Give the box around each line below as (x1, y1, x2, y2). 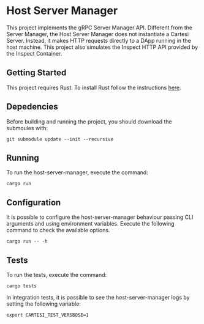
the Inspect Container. (6, 50, 62, 57)
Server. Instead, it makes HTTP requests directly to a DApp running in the (6, 37, 191, 44)
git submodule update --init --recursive (6, 136, 114, 142)
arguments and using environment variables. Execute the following (6, 220, 175, 227)
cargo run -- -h (6, 238, 48, 245)
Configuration (6, 197, 61, 208)
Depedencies (6, 101, 58, 112)
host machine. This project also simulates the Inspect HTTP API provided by (6, 43, 198, 51)
